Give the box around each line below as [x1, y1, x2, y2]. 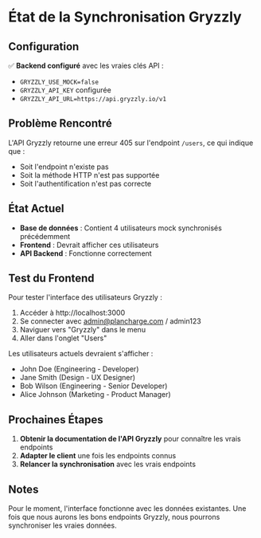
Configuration [8, 40, 80, 53]
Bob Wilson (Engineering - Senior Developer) [19, 381, 168, 391]
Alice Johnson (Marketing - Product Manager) [19, 390, 171, 399]
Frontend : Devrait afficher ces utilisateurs [19, 240, 159, 249]
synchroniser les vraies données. [8, 520, 117, 530]
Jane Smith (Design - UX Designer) [19, 373, 136, 383]
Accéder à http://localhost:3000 [19, 308, 126, 318]
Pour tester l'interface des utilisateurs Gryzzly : [8, 293, 163, 302]
